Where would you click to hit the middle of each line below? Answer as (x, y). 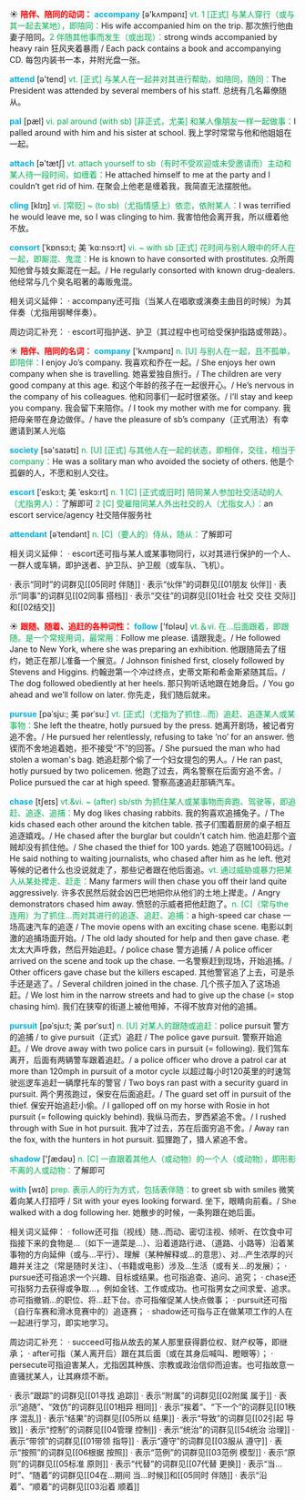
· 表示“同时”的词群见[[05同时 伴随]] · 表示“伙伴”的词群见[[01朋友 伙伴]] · (143, 584)
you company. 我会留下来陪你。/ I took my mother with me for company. (145, 408)
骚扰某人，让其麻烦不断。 (65, 1376)
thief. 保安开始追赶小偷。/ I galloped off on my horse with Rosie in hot (140, 1105)
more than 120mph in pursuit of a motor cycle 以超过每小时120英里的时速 (147, 1071)
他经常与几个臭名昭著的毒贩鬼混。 (73, 282)
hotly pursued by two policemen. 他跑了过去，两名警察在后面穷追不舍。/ (146, 771)
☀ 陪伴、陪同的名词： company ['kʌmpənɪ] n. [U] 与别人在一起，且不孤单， (152, 351)
